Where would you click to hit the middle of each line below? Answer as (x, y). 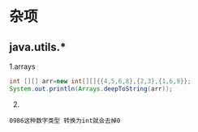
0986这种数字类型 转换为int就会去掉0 (65, 121)
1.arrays (22, 66)
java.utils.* (38, 47)
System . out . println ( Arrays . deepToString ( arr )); (91, 89)
